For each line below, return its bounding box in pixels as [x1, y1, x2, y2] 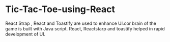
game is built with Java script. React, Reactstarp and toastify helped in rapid [5, 25, 165, 31]
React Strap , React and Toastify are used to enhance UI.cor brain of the [5, 20, 157, 26]
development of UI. [5, 31, 46, 37]
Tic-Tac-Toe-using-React [5, 4, 116, 15]
